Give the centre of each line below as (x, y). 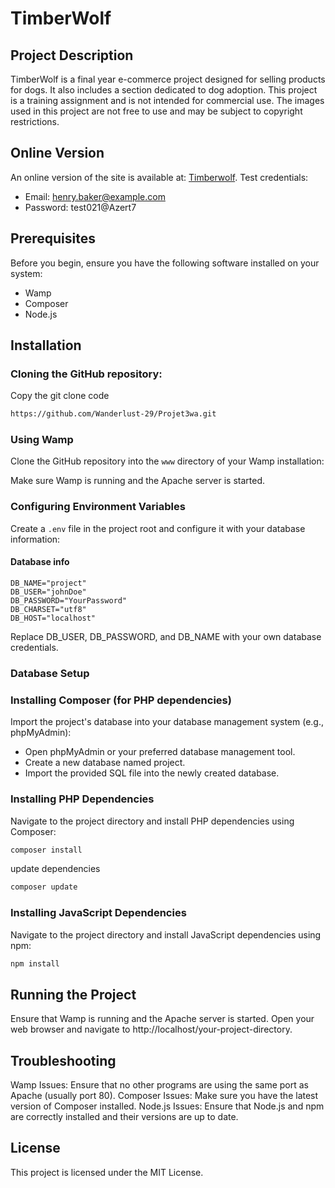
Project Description (72, 55)
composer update (44, 887)
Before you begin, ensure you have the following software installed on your (165, 263)
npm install (35, 963)
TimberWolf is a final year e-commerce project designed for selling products (168, 79)
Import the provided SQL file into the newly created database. (152, 773)
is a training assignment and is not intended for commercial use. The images (167, 100)
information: (35, 539)
